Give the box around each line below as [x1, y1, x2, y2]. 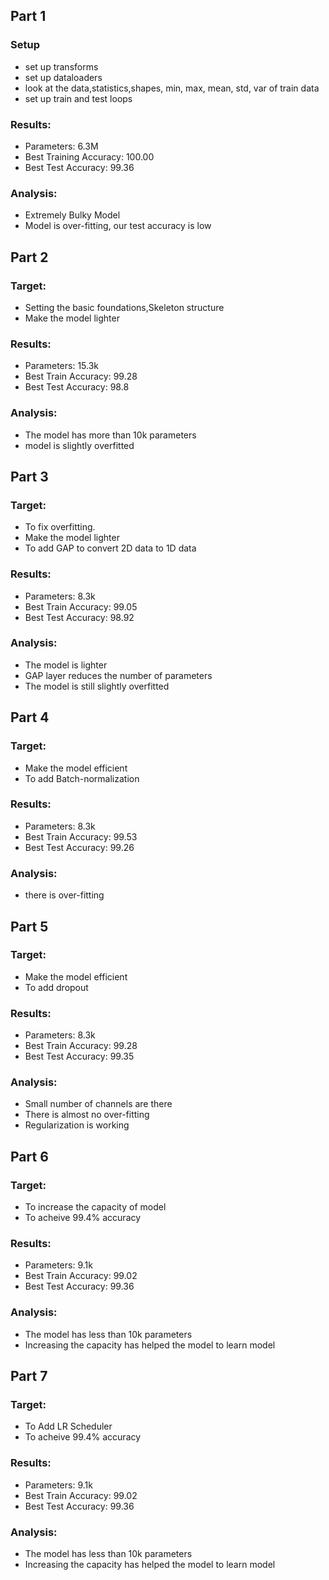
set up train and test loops [24, 92, 133, 104]
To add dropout [24, 981, 89, 993]
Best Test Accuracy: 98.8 [24, 381, 130, 393]
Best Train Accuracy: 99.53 [24, 830, 138, 843]
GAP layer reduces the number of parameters [24, 669, 213, 681]
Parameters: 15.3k [24, 360, 100, 372]
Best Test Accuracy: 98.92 [24, 611, 135, 623]
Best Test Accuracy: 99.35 [24, 1050, 135, 1063]
